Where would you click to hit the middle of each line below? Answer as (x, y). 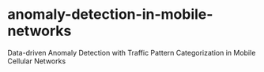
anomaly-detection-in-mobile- (110, 14)
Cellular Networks (37, 61)
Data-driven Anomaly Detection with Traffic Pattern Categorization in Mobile (132, 52)
